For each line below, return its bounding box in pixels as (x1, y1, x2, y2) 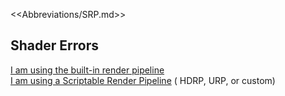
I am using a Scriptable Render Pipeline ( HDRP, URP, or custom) (10, 74, 276, 86)
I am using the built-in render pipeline (10, 64, 165, 76)
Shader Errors (10, 37, 99, 54)
